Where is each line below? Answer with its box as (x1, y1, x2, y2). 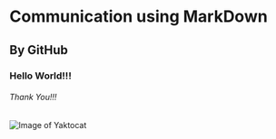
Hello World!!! (9, 69, 73, 82)
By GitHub (9, 42, 68, 58)
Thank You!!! (9, 92, 57, 103)
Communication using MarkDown (9, 6, 268, 27)
